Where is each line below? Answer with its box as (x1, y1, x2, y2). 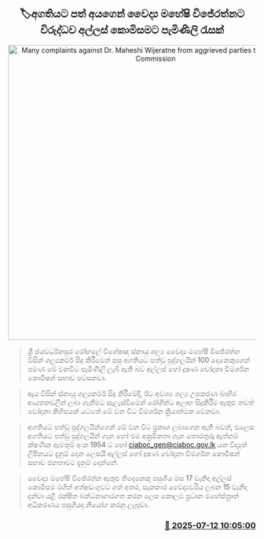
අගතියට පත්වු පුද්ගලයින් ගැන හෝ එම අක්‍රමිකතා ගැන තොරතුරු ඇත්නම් (27, 430, 239, 440)
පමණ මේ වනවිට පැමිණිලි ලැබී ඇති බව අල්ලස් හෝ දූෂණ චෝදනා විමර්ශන (27, 364, 250, 373)
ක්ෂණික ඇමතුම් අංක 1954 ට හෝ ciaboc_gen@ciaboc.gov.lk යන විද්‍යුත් (27, 440, 247, 449)
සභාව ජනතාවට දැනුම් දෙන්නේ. (27, 457, 119, 467)
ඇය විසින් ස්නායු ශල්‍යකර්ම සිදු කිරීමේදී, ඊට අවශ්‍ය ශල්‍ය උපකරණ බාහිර (27, 389, 237, 398)
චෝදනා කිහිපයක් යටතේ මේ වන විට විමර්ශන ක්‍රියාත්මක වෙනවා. (27, 406, 221, 415)
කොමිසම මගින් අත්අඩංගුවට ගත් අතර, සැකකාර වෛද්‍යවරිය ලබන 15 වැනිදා (27, 482, 247, 491)
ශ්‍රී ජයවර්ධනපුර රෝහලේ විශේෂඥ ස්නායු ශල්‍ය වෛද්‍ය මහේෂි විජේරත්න (27, 346, 240, 356)
